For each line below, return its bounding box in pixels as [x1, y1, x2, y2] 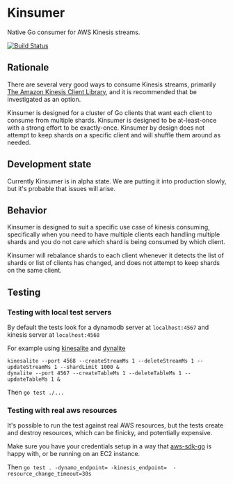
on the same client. [7, 266, 63, 275]
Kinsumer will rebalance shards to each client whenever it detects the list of [7, 251, 225, 259]
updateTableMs [7, 376, 49, 383]
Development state [7, 158, 92, 170]
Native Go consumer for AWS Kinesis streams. [7, 28, 140, 36]
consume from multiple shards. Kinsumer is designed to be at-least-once [7, 116, 217, 124]
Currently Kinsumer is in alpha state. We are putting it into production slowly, [7, 176, 227, 186]
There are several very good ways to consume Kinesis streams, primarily [7, 80, 216, 89]
